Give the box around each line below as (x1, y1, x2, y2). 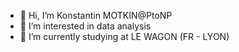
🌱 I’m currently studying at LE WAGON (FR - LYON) (19, 31, 230, 42)
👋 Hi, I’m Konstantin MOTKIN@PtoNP (19, 10, 173, 21)
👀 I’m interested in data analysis (19, 20, 152, 32)
